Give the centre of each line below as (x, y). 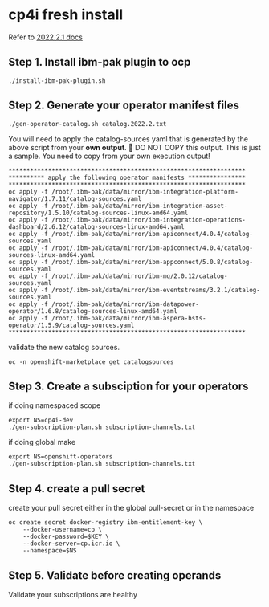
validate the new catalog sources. (64, 347)
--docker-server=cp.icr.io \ (71, 544)
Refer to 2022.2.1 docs (45, 37)
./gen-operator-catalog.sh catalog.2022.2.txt (88, 124)
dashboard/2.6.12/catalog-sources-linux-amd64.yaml (96, 226)
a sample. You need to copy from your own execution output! (109, 156)
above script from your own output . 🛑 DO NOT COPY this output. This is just (134, 147)
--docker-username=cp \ (63, 530)
